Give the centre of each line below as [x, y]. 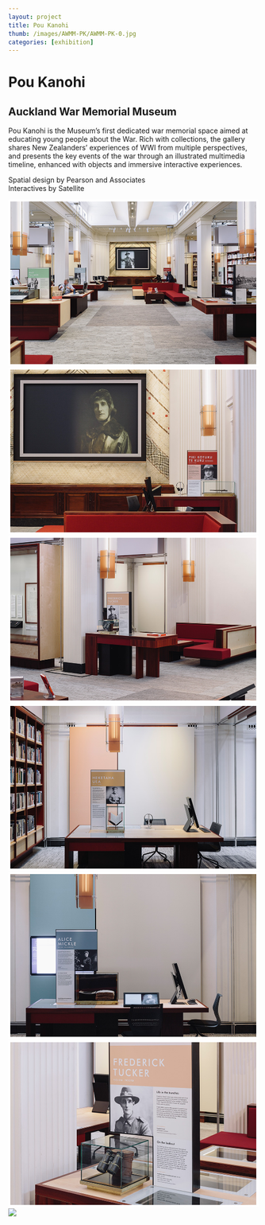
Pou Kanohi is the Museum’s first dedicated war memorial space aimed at [128, 131]
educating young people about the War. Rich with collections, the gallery [127, 139]
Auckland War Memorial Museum [92, 111]
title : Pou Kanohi [38, 25]
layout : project [35, 17]
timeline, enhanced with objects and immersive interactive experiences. [125, 165]
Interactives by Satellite [46, 189]
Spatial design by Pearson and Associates [77, 180]
